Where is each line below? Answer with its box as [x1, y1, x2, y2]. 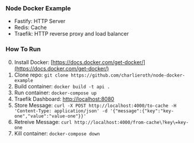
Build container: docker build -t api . [14, 82, 110, 90]
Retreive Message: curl [14, 118, 72, 125]
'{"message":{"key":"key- [110, 108, 174, 114]
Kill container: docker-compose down [14, 129, 100, 137]
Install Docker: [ [14, 58, 53, 66]
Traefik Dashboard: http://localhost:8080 [14, 95, 115, 102]
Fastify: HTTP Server [14, 18, 66, 25]
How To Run [5, 45, 41, 53]
